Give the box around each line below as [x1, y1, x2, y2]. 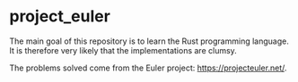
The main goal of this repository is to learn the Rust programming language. [9, 36, 289, 46]
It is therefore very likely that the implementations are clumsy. [9, 45, 238, 55]
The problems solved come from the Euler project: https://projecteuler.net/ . [9, 62, 287, 73]
